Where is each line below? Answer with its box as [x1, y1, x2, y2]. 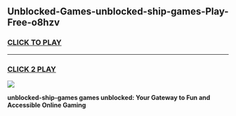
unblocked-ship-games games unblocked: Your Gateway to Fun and [7, 93, 211, 101]
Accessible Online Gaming [7, 101, 86, 109]
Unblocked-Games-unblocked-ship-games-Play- [7, 6, 229, 18]
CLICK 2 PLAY [7, 64, 56, 74]
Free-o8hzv [7, 17, 60, 29]
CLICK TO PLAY [7, 38, 62, 48]
